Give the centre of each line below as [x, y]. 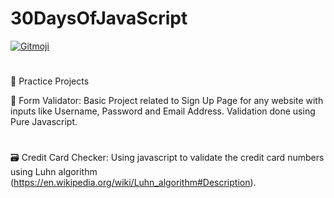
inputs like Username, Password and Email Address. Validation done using [163, 111]
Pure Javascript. [44, 122]
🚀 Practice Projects [50, 81]
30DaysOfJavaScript [99, 18]
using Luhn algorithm [54, 172]
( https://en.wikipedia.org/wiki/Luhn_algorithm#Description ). [133, 183]
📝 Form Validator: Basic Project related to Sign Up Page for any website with [167, 101]
